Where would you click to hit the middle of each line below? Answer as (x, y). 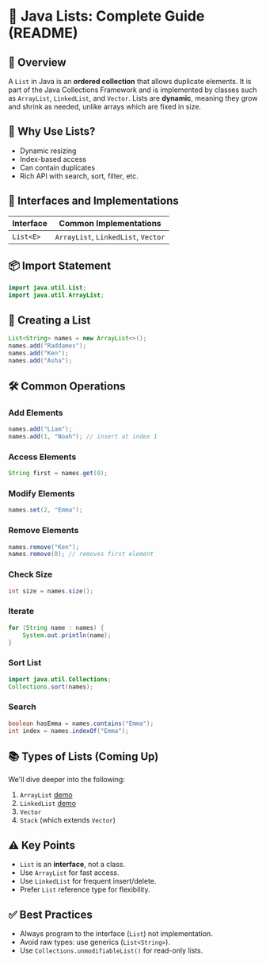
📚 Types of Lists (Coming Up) (84, 756)
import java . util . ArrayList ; (56, 295)
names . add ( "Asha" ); (40, 360)
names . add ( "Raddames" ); (47, 345)
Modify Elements (42, 493)
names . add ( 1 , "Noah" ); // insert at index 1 (83, 437)
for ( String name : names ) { (56, 627)
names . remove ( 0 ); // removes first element (81, 554)
